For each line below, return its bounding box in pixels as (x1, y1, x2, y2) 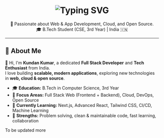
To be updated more (5, 127, 46, 133)
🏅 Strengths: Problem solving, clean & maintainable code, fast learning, (12, 112, 156, 119)
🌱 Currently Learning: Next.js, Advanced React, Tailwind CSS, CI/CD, (12, 102, 152, 108)
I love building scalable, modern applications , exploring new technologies (5, 70, 155, 76)
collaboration (12, 118, 39, 123)
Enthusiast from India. (5, 65, 50, 70)
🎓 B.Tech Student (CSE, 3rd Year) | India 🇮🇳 (36, 26, 128, 32)
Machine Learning (12, 107, 49, 113)
